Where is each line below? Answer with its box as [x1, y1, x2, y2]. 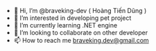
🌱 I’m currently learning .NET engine [13, 21, 118, 29]
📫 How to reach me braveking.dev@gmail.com [13, 37, 149, 44]
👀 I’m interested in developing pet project [13, 14, 132, 22]
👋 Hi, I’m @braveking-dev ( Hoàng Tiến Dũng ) [13, 7, 147, 14]
